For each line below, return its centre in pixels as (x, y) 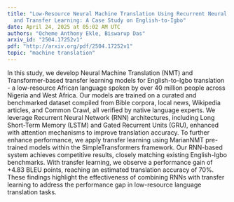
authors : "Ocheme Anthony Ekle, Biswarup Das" (76, 33)
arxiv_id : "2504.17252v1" (45, 40)
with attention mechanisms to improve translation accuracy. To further (109, 132)
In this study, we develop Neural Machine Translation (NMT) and (100, 73)
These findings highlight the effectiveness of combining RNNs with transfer (116, 177)
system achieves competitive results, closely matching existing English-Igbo (117, 154)
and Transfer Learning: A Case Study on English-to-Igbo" (100, 20)
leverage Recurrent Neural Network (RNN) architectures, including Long (111, 117)
